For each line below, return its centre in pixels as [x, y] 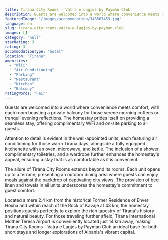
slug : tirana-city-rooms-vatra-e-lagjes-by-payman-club [64, 28]
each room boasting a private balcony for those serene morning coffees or [82, 113]
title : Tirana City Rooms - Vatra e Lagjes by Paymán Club [68, 10]
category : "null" [23, 38]
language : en [19, 24]
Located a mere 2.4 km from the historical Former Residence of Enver [77, 200]
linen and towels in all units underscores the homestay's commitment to [79, 185]
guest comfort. [20, 191]
